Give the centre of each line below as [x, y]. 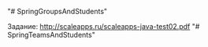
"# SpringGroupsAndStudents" [58, 11]
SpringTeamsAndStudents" [51, 35]
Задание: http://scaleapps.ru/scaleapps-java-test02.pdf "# [104, 26]
